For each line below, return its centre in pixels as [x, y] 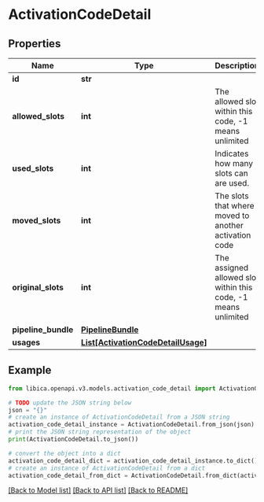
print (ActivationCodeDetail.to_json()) [73, 439]
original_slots [38, 287]
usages [26, 342]
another [229, 225]
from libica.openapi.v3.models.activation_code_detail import [112, 388]
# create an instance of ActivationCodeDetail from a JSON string [119, 417]
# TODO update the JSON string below [70, 403]
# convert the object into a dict [65, 453]
